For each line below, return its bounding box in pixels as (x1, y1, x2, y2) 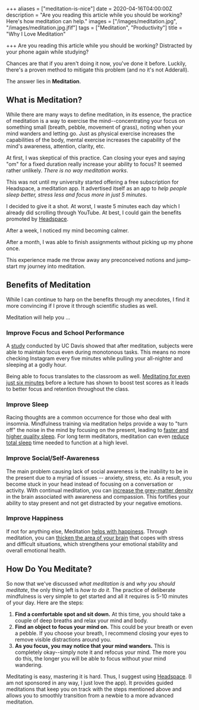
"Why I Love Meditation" (6, 30, 67, 38)
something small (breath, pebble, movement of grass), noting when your (6, 124, 184, 131)
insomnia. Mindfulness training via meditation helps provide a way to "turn (6, 420, 188, 427)
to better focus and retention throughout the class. (6, 385, 129, 393)
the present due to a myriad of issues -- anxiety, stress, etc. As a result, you (6, 474, 192, 481)
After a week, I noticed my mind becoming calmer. (6, 227, 129, 234)
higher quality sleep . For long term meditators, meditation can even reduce (6, 433, 189, 440)
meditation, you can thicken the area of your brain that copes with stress (6, 534, 184, 541)
